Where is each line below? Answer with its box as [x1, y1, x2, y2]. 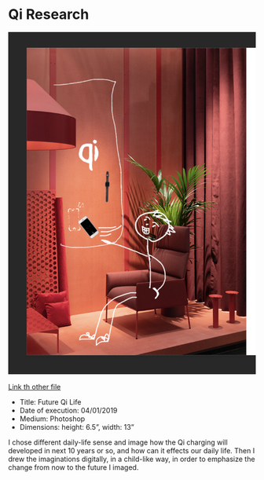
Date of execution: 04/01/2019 [19, 406, 118, 416]
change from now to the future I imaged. [8, 463, 139, 472]
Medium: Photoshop [19, 414, 86, 423]
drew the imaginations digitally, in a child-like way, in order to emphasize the [8, 454, 255, 464]
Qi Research [8, 5, 90, 24]
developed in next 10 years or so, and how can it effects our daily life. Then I [8, 446, 255, 456]
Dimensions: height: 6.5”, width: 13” [19, 423, 135, 432]
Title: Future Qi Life [19, 398, 82, 407]
